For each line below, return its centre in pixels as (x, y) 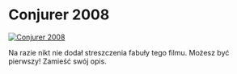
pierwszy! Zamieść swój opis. (57, 61)
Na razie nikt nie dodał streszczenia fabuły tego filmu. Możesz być (119, 52)
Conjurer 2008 (59, 15)
